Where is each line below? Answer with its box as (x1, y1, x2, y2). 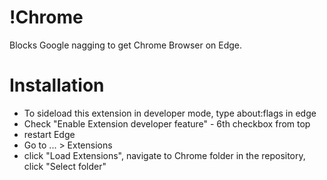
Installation (9, 74, 105, 97)
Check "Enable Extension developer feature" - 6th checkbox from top (23, 117, 311, 130)
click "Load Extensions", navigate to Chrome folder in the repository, (23, 149, 306, 161)
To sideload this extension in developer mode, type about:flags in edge (23, 107, 317, 119)
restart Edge (23, 128, 76, 140)
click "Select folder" (23, 160, 107, 172)
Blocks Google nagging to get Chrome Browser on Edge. (9, 39, 243, 51)
